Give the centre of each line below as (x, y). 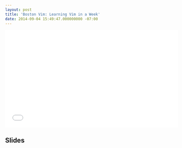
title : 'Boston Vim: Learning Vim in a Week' (53, 14)
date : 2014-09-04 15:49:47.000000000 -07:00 (52, 19)
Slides (15, 140)
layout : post (18, 10)
